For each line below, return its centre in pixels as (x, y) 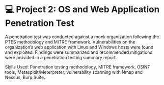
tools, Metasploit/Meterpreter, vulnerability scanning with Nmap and (74, 72)
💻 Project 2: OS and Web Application (82, 10)
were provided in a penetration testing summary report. (61, 57)
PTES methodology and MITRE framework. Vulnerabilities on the (70, 42)
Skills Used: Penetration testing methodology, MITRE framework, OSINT (78, 67)
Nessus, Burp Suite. (25, 77)
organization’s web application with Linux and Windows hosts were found (79, 47)
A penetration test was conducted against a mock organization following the (82, 37)
